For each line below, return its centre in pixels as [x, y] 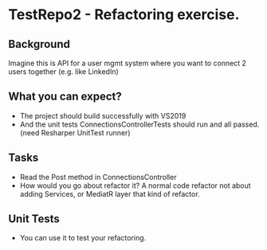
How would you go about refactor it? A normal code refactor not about [135, 186]
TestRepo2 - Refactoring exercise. [124, 15]
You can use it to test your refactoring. [83, 238]
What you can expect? [65, 97]
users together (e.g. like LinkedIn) [64, 72]
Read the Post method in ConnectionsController [98, 177]
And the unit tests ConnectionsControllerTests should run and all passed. [139, 124]
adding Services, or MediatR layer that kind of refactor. [110, 193]
